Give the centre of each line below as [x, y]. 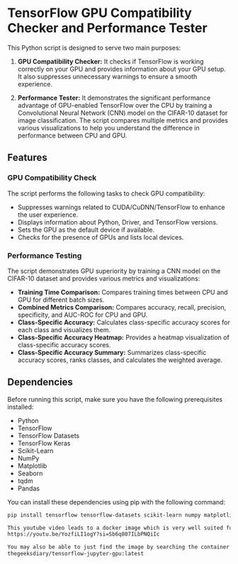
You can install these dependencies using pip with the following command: [116, 502]
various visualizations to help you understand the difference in [108, 128]
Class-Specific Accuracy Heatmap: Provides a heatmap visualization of [124, 337]
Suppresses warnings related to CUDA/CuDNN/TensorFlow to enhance [121, 207]
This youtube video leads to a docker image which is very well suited [115, 528]
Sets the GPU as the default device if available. [86, 230]
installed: [21, 407]
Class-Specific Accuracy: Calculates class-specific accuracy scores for [124, 322]
